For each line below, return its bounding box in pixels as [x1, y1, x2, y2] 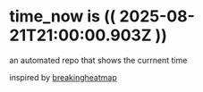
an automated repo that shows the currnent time [9, 54, 188, 65]
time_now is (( [9, 6, 116, 27]
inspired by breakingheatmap [9, 71, 118, 82]
